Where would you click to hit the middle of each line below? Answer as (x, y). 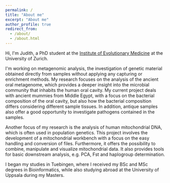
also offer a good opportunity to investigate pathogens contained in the (80, 112)
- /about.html (25, 39)
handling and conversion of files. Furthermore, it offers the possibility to (80, 143)
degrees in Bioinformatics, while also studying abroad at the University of (82, 170)
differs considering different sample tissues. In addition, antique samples (81, 106)
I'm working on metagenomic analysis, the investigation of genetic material (84, 68)
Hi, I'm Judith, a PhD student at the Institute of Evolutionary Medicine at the (84, 53)
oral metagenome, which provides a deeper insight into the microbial (77, 84)
